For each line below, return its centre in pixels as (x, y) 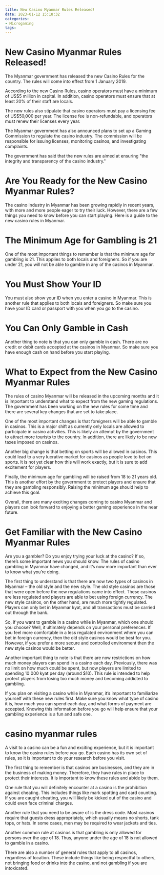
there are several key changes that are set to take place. (61, 411)
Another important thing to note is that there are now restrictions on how (78, 658)
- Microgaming (20, 23)
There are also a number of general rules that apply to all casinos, (71, 852)
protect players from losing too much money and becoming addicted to (77, 678)
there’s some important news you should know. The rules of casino (72, 561)
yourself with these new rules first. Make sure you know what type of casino (82, 698)
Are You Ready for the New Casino (76, 181)
